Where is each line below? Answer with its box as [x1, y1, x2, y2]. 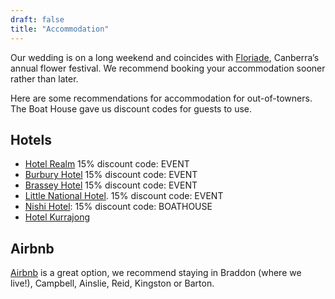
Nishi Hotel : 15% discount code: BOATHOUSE [24, 201, 213, 213]
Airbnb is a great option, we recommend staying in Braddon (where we [10, 267, 302, 279]
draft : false [10, 14, 65, 25]
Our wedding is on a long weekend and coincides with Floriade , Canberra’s [10, 51, 320, 63]
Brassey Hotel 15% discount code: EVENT [24, 179, 198, 191]
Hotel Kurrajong [24, 211, 91, 223]
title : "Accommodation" [10, 24, 110, 34]
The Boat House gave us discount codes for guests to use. [10, 102, 253, 115]
